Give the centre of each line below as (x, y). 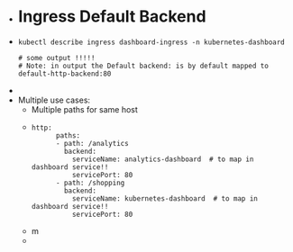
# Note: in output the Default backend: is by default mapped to (143, 66)
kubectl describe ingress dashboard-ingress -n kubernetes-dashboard (151, 42)
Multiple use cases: (54, 100)
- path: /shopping (90, 183)
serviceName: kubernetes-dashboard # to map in (165, 198)
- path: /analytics (92, 143)
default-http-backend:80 (64, 74)
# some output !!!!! (56, 58)
